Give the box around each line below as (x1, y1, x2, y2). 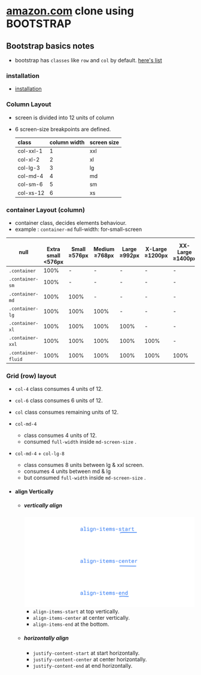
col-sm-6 (17, 181, 43, 188)
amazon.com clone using (6, 4, 135, 18)
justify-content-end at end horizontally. (32, 662, 133, 670)
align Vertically (14, 488, 54, 495)
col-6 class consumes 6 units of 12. (14, 397, 103, 404)
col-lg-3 (17, 164, 40, 171)
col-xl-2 (17, 156, 40, 163)
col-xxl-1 (17, 147, 43, 155)
